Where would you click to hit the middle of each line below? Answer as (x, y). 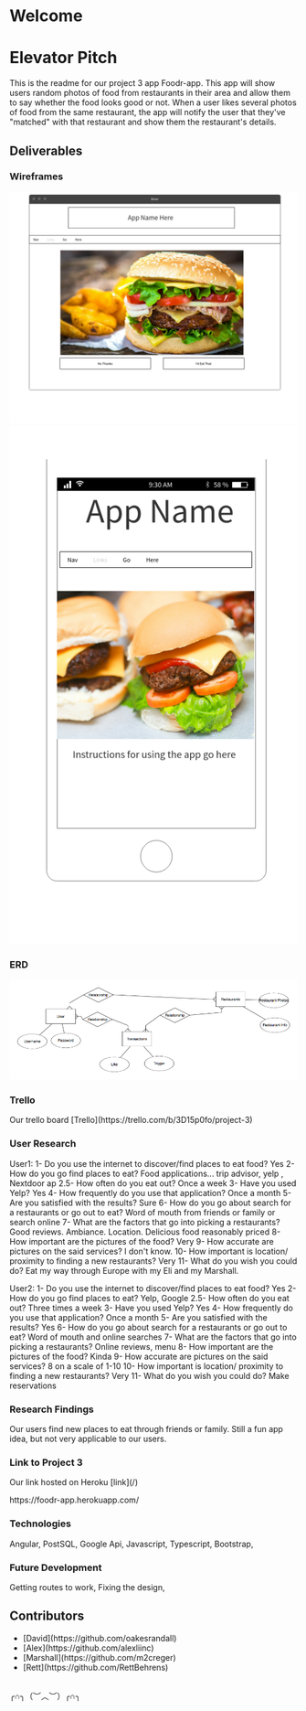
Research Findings (52, 1409)
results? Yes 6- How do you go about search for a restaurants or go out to (148, 1327)
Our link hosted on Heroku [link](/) (74, 1482)
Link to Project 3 (47, 1462)
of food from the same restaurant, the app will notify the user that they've (148, 112)
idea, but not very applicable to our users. (88, 1438)
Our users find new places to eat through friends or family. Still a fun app (146, 1429)
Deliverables (46, 150)
